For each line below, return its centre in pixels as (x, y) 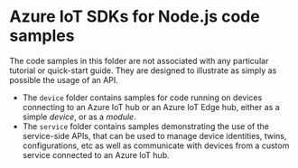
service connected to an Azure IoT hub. (96, 154)
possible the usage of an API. (64, 79)
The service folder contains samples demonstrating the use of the (145, 126)
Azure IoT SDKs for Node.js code (135, 17)
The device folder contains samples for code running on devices (142, 98)
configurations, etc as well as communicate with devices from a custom (156, 145)
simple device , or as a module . (79, 117)
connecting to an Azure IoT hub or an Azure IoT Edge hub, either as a (151, 107)
